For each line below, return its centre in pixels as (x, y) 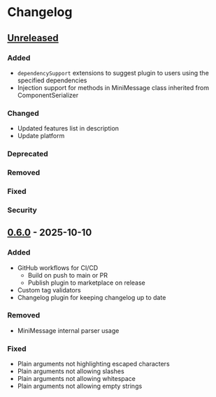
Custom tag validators (49, 290)
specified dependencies (52, 80)
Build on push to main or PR (68, 275)
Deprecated (28, 154)
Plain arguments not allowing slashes (71, 371)
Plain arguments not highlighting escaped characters (93, 364)
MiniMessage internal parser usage (68, 330)
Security (22, 210)
